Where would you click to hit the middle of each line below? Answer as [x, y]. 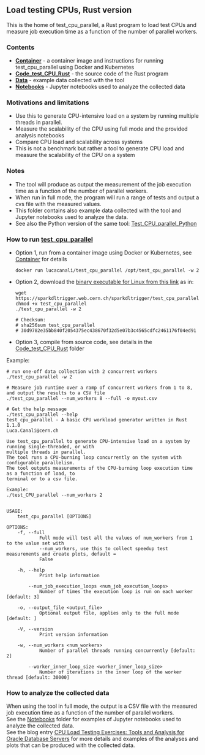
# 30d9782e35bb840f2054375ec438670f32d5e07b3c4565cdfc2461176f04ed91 [106, 331]
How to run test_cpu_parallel [50, 239]
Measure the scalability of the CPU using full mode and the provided [101, 129]
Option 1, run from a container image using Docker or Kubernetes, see [103, 253]
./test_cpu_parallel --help [42, 415]
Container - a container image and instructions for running [89, 61]
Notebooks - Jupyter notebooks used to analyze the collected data [100, 87]
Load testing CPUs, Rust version [69, 10]
